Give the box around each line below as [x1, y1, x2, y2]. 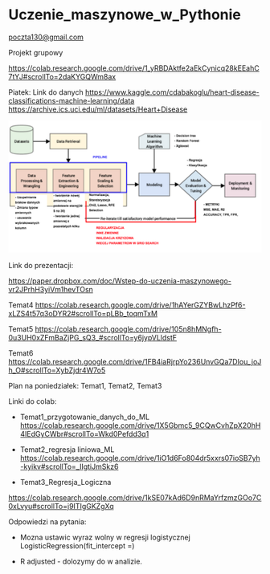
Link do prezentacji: [8, 261, 74, 271]
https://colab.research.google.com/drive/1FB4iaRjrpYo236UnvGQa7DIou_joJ [8, 357, 262, 367]
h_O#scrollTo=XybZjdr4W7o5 [8, 365, 106, 375]
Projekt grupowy [8, 47, 63, 57]
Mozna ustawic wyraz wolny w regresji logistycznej [19, 532, 190, 543]
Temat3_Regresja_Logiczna [19, 478, 112, 487]
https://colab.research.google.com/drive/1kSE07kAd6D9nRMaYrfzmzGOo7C [8, 493, 262, 503]
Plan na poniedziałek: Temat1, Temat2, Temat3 [8, 381, 162, 391]
